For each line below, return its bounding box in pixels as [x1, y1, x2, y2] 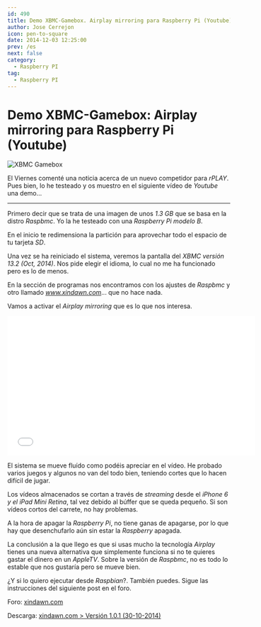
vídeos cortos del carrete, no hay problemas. [7, 505, 139, 514]
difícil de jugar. [7, 476, 51, 485]
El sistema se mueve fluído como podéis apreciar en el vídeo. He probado [7, 461, 223, 470]
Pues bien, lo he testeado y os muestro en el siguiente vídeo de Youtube [7, 181, 218, 190]
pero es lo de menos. [7, 267, 69, 276]
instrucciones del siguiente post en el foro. [7, 584, 132, 592]
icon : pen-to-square [7, 30, 69, 38]
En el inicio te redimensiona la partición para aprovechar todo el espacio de [7, 231, 227, 239]
